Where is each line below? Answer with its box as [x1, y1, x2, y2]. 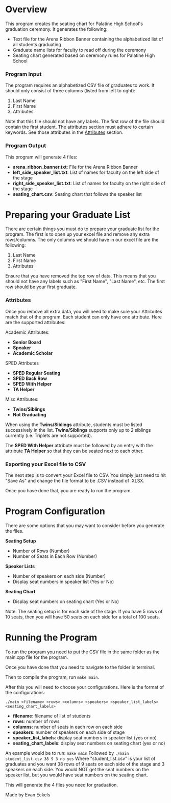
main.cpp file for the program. [5, 654, 68, 660]
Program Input [5, 70, 42, 77]
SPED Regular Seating [12, 370, 61, 376]
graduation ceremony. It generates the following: [5, 26, 108, 32]
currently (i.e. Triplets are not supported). [5, 432, 92, 438]
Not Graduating [12, 411, 46, 417]
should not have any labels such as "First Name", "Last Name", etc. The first [5, 278, 165, 285]
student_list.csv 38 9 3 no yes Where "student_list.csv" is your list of [5, 755, 156, 761]
